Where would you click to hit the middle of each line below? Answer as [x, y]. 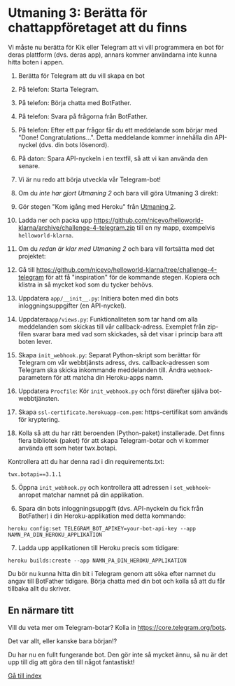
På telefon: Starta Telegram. [58, 89]
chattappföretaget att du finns [98, 28]
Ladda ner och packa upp [55, 220]
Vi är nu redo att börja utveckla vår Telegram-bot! [90, 179]
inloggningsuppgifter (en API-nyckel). [72, 306]
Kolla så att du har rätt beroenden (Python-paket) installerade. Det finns [121, 433]
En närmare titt [41, 611]
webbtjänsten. [38, 398]
